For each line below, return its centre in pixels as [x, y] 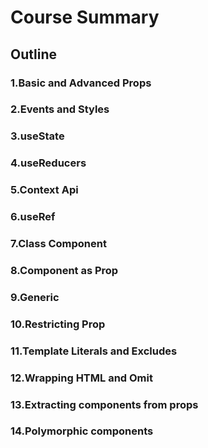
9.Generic [35, 297]
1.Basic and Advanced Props [81, 83]
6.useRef [33, 217]
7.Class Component [58, 244]
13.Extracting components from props [104, 404]
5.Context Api [44, 190]
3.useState [37, 136]
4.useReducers [48, 163]
